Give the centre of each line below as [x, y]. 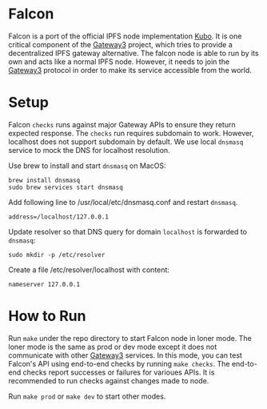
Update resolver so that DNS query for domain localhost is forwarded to [128, 231]
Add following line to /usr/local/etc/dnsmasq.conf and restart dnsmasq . [123, 202]
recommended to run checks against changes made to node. [109, 380]
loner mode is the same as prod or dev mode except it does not [113, 347]
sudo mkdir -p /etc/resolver [57, 255]
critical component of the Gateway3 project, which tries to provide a [121, 44]
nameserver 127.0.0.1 [44, 284]
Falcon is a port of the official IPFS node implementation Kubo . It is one [125, 36]
